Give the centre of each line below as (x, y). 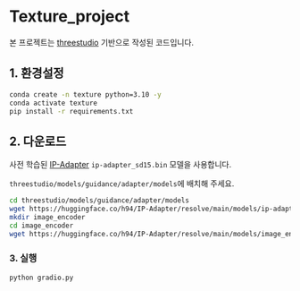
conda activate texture (54, 103)
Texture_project (70, 17)
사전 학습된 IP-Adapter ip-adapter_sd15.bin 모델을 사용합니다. (121, 165)
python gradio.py (42, 278)
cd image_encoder (42, 226)
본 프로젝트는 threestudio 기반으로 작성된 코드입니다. (102, 42)
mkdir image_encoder (48, 217)
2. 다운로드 (38, 141)
